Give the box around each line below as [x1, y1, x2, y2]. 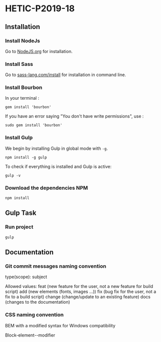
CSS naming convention [5, 312, 64, 318]
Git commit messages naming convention [5, 263, 107, 270]
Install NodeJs [5, 37, 40, 44]
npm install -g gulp [5, 155, 48, 160]
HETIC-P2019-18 [5, 3, 75, 14]
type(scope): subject [5, 274, 48, 280]
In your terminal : [5, 95, 39, 101]
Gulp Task [5, 209, 37, 217]
